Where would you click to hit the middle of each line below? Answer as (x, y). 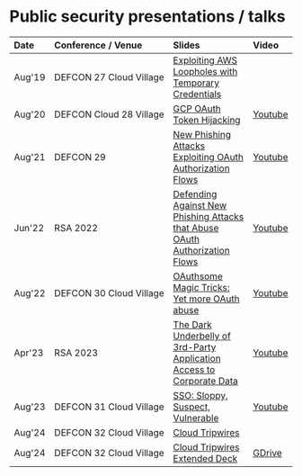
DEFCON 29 (80, 157)
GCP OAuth (197, 108)
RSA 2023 (76, 353)
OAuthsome (198, 276)
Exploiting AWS (205, 60)
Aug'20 (30, 114)
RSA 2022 (76, 228)
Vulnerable (196, 418)
